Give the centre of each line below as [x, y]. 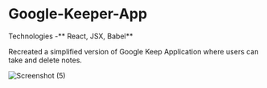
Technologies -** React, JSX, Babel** [71, 36]
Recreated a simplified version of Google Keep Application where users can [133, 51]
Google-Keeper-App [78, 14]
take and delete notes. [45, 60]
